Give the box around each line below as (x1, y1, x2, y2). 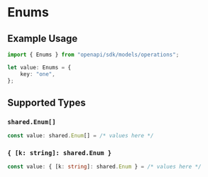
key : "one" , (20, 70, 55, 78)
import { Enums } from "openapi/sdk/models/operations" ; (7, 51, 180, 58)
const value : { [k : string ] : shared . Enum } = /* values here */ (7, 164, 202, 171)
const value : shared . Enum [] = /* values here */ (7, 132, 154, 139)
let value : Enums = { (7, 64, 72, 71)
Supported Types (7, 96, 87, 108)
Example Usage (7, 33, 78, 45)
